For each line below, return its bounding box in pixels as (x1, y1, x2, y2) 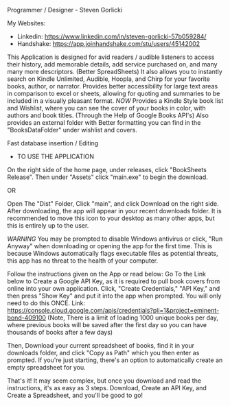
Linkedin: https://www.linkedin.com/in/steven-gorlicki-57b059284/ (16, 32, 207, 40)
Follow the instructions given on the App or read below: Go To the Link (7, 270, 207, 278)
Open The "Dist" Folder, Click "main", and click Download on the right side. (7, 200, 219, 208)
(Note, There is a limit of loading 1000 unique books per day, (47, 313, 218, 322)
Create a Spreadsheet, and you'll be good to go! (7, 391, 143, 399)
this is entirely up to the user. (7, 222, 89, 229)
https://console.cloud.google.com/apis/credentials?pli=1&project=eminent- (7, 307, 220, 314)
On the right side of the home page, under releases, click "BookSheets (7, 166, 207, 174)
